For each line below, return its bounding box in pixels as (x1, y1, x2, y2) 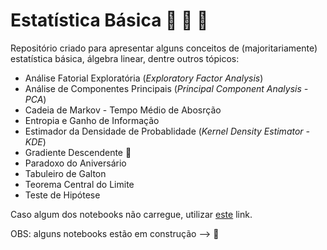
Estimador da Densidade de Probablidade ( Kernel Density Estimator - (24, 125, 310, 137)
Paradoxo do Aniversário (24, 157, 127, 169)
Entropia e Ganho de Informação (24, 114, 160, 126)
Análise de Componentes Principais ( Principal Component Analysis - (24, 82, 309, 94)
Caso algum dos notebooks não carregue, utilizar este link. (10, 208, 253, 220)
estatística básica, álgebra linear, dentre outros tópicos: (10, 52, 240, 64)
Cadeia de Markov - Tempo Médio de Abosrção (24, 104, 222, 116)
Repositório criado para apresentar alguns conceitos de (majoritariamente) (10, 42, 318, 54)
